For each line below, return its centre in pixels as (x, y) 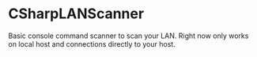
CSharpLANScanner (76, 14)
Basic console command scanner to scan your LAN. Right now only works (128, 36)
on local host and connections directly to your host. (92, 44)
